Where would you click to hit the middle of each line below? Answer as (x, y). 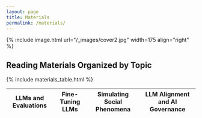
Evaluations (29, 105)
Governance (167, 110)
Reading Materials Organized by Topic (79, 65)
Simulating (113, 95)
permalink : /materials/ (36, 23)
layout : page (23, 12)
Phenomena (113, 110)
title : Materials (28, 17)
